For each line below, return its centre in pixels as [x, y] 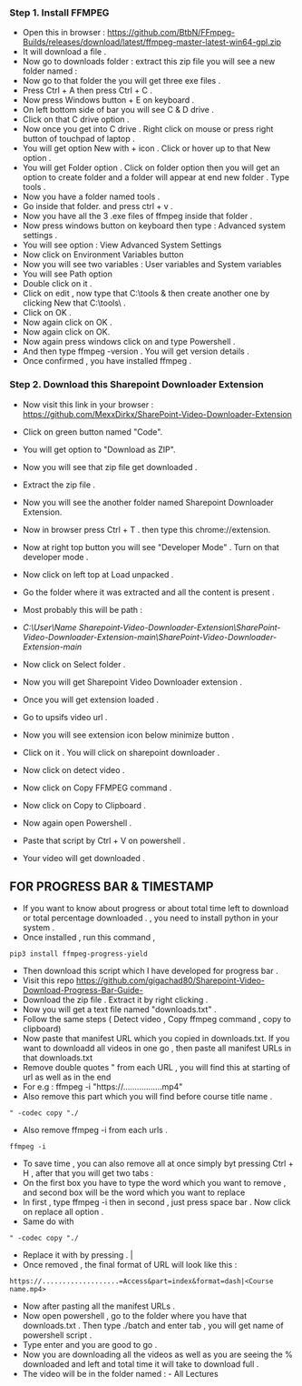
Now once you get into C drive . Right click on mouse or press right [148, 129]
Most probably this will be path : [83, 609]
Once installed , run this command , [89, 938]
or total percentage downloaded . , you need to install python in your [151, 918]
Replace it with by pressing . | [78, 1255]
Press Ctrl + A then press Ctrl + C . [87, 90]
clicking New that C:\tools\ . [74, 303]
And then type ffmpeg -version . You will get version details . [136, 351]
